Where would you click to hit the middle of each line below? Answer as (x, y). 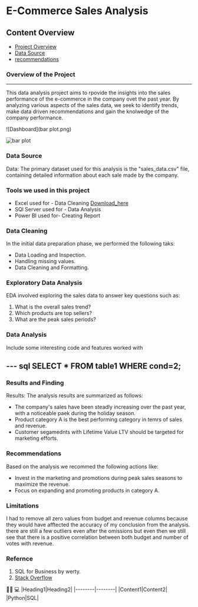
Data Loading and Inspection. (50, 255)
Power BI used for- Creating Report (57, 215)
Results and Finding (35, 383)
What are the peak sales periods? (55, 320)
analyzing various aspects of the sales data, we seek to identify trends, (92, 105)
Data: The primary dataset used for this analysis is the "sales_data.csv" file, (98, 168)
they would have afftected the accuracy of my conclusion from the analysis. (98, 525)
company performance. (35, 118)
